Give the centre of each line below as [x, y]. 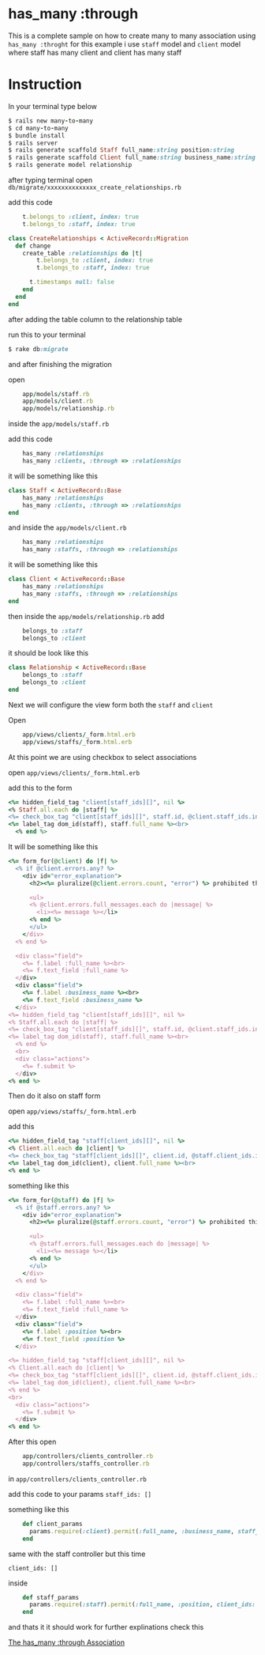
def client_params [52, 1524]
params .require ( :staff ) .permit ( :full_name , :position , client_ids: [142, 1605]
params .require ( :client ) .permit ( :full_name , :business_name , [132, 1531]
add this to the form [40, 788]
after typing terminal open [50, 180]
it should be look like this [49, 653]
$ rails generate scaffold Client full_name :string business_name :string [132, 158]
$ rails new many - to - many [50, 121]
